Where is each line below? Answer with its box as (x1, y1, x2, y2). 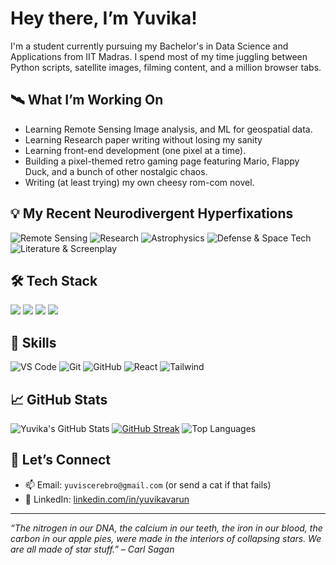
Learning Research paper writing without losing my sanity (24, 133, 263, 146)
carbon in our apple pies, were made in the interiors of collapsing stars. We (10, 532, 322, 544)
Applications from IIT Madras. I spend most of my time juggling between (10, 50, 308, 62)
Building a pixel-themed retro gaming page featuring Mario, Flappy (24, 155, 300, 167)
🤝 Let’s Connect (10, 452, 111, 469)
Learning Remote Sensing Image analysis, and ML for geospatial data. (24, 123, 313, 135)
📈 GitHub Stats (10, 391, 108, 408)
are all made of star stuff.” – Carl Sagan (10, 543, 175, 555)
